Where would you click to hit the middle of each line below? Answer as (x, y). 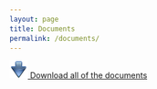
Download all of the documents (89, 75)
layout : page (34, 19)
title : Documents (42, 29)
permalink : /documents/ (55, 38)
